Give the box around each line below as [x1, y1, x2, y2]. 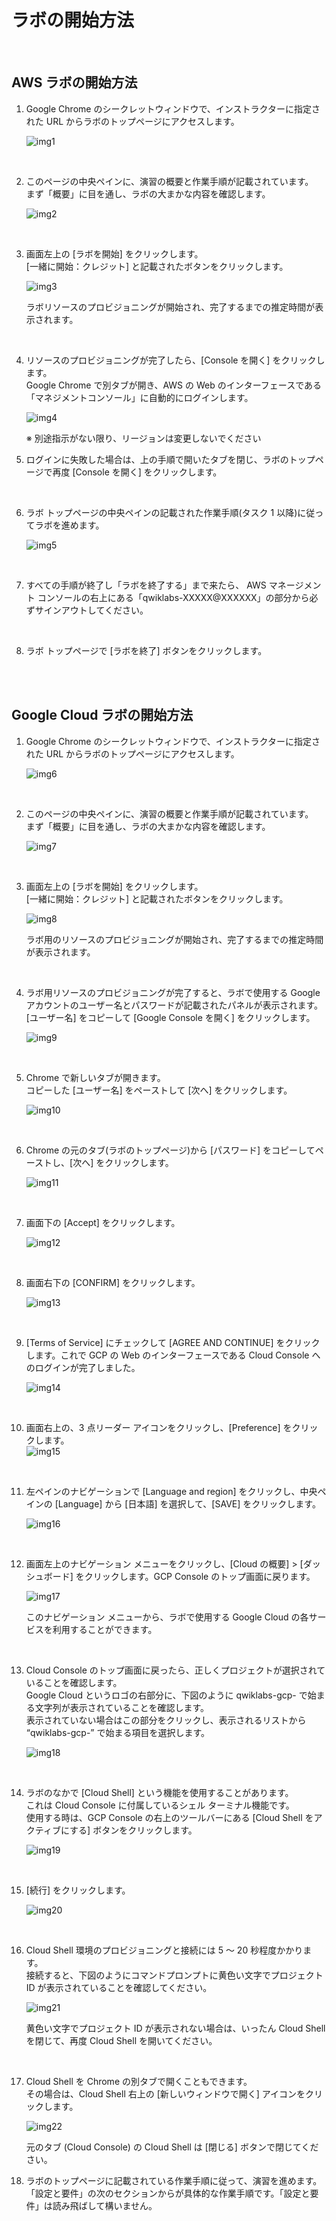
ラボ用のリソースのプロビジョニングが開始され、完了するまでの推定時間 [25, 933, 324, 945]
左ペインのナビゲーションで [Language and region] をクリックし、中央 [25, 1485, 318, 1497]
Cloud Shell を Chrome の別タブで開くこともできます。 [25, 2075, 253, 2087]
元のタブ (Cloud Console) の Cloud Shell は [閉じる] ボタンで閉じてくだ [25, 2141, 319, 2153]
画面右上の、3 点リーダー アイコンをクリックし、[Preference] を [25, 1421, 293, 1433]
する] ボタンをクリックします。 [69, 1824, 198, 1836]
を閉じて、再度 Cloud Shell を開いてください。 [25, 2034, 218, 2046]
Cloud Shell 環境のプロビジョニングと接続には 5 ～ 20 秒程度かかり [25, 1944, 304, 1956]
